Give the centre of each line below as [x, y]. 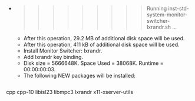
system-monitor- [167, 15]
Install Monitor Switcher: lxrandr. [63, 51]
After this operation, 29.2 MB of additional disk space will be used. [104, 38]
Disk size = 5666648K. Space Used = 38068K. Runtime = [93, 63]
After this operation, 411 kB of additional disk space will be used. [101, 44]
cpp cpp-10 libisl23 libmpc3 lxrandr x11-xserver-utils [70, 92]
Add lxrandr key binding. [53, 57]
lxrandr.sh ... [162, 27]
